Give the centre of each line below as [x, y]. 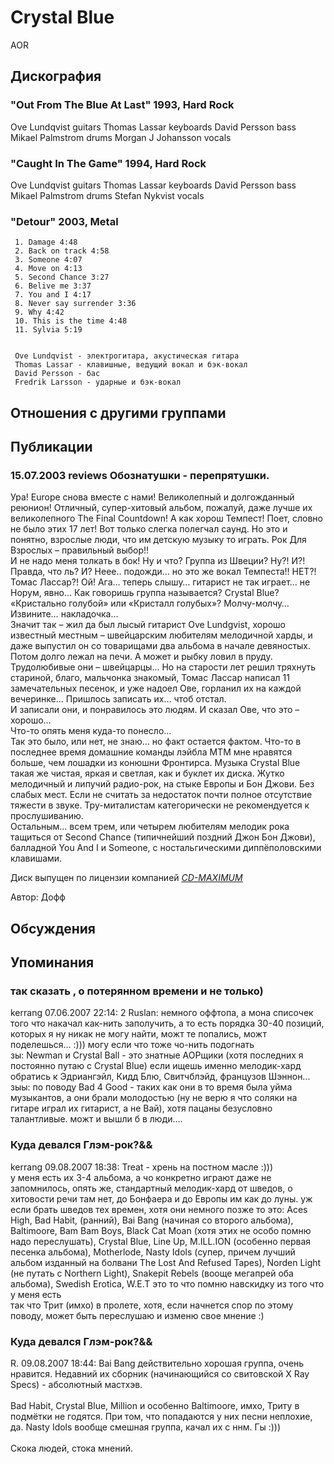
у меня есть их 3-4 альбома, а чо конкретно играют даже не [141, 1177]
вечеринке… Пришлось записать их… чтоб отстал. [118, 699]
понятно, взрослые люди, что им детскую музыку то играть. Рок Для [158, 540]
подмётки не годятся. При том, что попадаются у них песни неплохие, [161, 1416]
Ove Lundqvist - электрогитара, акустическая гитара [127, 356]
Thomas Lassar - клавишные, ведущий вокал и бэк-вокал [131, 365]
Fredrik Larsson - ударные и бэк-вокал [98, 382]
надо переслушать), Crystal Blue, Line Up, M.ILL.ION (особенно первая [160, 1241]
